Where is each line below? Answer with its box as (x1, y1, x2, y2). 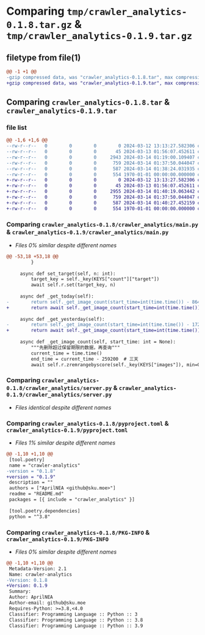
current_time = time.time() (31, 350, 103, 356)
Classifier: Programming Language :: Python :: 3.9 (9, 623, 143, 629)
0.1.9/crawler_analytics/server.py (6, 391, 112, 399)
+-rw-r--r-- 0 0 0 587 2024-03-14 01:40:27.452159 (6, 200, 195, 206)
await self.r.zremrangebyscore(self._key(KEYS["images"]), (31, 361, 184, 368)
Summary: (9, 588, 32, 595)
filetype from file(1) (6, 52, 81, 62)
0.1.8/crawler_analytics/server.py (6, 385, 112, 392)
